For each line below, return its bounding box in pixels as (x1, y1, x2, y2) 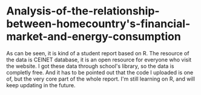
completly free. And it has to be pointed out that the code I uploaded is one (6, 69, 194, 76)
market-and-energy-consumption (6, 30, 182, 43)
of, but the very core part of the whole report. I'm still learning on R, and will (6, 75, 196, 82)
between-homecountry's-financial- (6, 17, 191, 31)
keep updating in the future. (6, 81, 76, 88)
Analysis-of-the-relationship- (6, 4, 160, 18)
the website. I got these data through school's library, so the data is (6, 62, 174, 70)
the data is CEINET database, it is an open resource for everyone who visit (6, 56, 192, 63)
